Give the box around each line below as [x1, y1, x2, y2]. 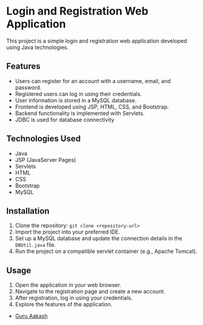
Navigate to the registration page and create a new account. [15, 288, 165, 295]
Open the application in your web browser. [15, 281, 121, 289]
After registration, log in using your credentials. [15, 294, 133, 301]
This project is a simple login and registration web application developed [6, 37, 187, 44]
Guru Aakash [15, 312, 48, 320]
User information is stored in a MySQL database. [15, 96, 137, 104]
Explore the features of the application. [15, 301, 113, 308]
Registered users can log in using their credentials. [15, 90, 142, 98]
